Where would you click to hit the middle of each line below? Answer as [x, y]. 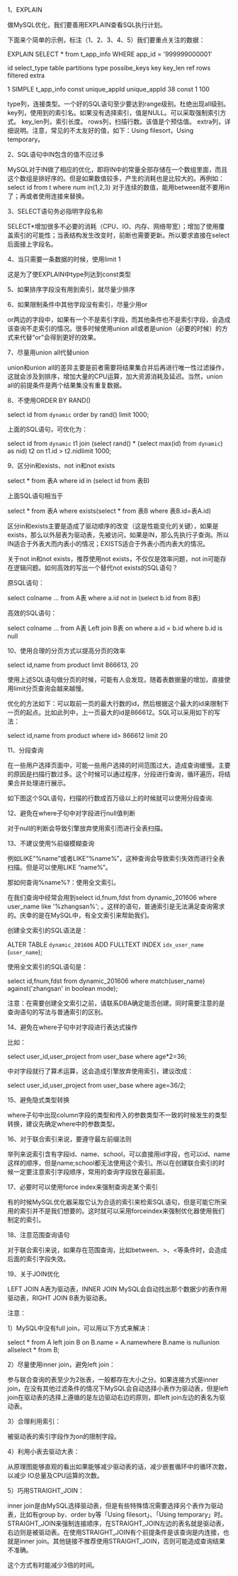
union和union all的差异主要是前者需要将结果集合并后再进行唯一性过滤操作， [118, 368]
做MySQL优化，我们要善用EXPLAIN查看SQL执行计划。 [87, 25]
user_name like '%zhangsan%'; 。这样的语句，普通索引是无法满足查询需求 [116, 906]
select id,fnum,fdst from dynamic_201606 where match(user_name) [106, 981]
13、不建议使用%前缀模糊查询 [51, 843]
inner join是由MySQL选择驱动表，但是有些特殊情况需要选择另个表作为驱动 [115, 1506]
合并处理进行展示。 [41, 783]
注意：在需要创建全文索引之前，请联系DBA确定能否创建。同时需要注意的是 [116, 1003]
